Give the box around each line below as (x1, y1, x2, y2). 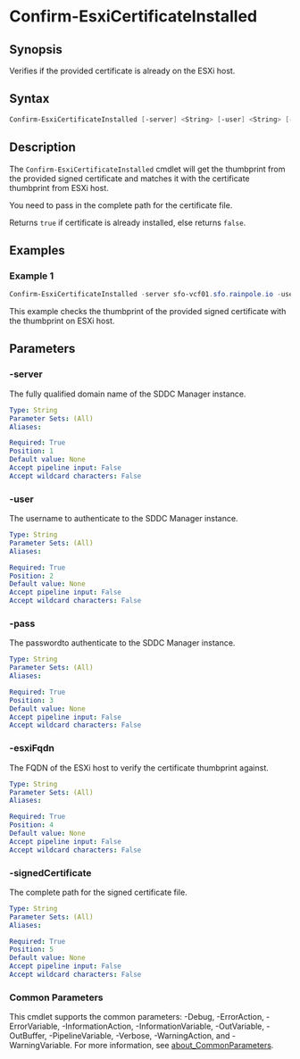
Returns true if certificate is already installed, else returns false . (9, 217, 246, 228)
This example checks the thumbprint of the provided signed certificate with (9, 306, 287, 317)
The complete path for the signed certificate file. (9, 887, 187, 897)
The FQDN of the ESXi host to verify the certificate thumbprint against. (9, 762, 270, 773)
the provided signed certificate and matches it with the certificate (9, 172, 250, 184)
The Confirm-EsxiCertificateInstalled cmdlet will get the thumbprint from (9, 163, 286, 174)
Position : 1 (9, 446, 54, 456)
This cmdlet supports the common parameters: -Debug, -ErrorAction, (9, 1012, 265, 1022)
